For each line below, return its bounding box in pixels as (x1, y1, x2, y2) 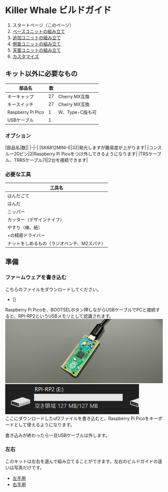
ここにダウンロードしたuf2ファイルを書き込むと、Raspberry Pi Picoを (5, 415, 149, 421)
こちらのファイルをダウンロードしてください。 (5, 286, 101, 292)
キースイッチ (7, 101, 34, 107)
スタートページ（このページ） (12, 22, 74, 28)
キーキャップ (7, 93, 34, 99)
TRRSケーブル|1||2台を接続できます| (13, 157, 88, 163)
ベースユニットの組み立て (12, 28, 65, 34)
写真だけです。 (13, 464, 44, 470)
